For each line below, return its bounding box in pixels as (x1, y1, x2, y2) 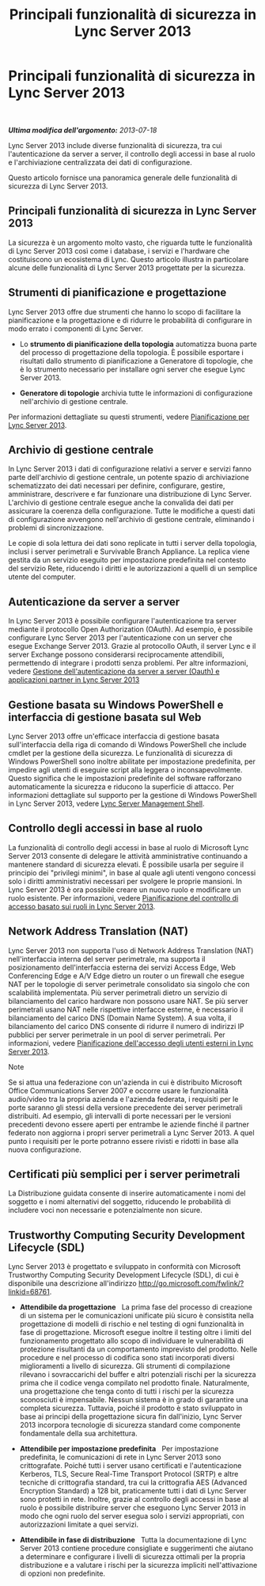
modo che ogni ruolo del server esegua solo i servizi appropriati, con (19, 1512, 244, 1521)
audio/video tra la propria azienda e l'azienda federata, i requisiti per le (8, 1094, 239, 1104)
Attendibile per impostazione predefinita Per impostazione (19, 1444, 219, 1454)
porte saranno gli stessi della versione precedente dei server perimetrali (8, 1103, 243, 1112)
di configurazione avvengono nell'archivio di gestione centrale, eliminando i (8, 515, 255, 524)
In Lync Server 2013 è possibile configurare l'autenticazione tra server (8, 616, 237, 626)
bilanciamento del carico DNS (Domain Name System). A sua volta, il (8, 1012, 232, 1023)
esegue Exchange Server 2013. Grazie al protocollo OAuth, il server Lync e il (8, 642, 256, 651)
